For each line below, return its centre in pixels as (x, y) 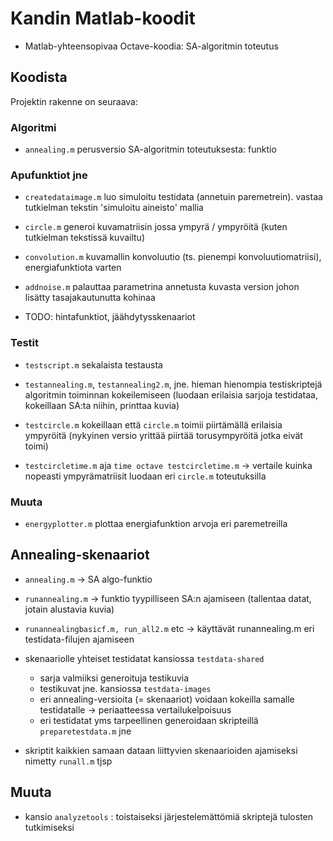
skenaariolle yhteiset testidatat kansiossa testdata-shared (144, 658)
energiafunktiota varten (73, 268)
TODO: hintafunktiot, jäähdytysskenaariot (110, 317)
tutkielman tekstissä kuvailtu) (84, 238)
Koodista (39, 77)
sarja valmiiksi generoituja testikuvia (114, 678)
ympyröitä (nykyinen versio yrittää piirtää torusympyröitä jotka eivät (163, 435)
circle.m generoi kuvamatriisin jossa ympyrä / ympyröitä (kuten (156, 227)
